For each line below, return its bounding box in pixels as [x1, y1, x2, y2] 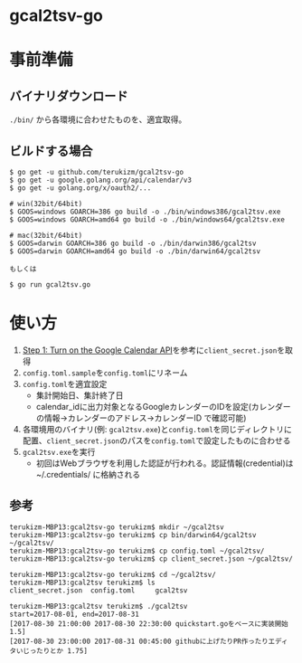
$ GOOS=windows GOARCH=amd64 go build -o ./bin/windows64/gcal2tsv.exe [9, 215, 285, 224]
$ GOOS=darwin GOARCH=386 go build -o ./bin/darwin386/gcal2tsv [9, 239, 257, 248]
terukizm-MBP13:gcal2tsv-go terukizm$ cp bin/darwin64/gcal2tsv [9, 530, 257, 539]
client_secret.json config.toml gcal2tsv [9, 585, 188, 595]
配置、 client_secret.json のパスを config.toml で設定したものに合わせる [22, 435, 291, 446]
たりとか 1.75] [35, 646, 89, 656]
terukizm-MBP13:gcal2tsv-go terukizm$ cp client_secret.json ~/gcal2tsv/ [9, 554, 294, 564]
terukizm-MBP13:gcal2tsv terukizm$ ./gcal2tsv [9, 601, 188, 611]
